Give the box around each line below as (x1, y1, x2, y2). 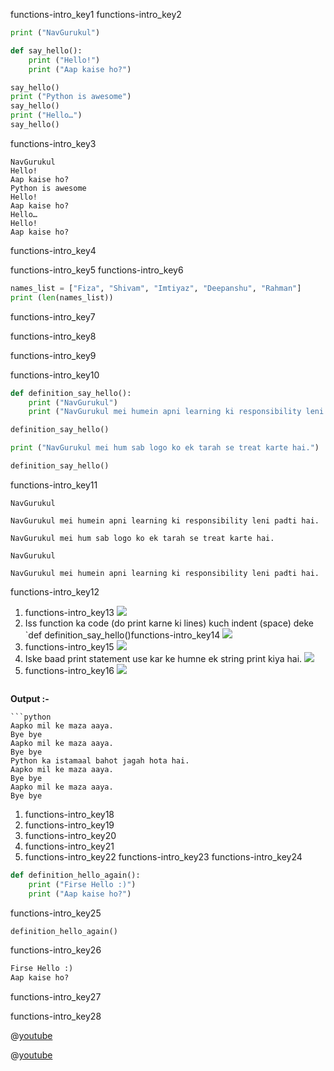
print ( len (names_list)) (10, 292, 114, 303)
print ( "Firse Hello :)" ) (28, 879, 137, 889)
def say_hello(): (10, 45, 83, 56)
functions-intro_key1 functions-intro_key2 (10, 9, 182, 20)
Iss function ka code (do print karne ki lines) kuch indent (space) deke (24, 617, 314, 629)
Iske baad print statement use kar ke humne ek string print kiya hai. (24, 652, 303, 664)
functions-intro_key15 (24, 640, 115, 653)
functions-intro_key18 (24, 808, 115, 820)
